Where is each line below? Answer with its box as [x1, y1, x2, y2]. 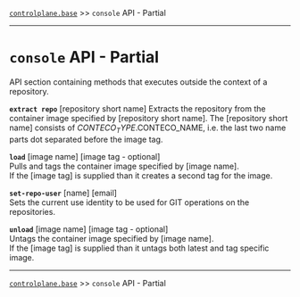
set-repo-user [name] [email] [9, 187, 118, 198]
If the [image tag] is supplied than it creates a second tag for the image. [9, 169, 273, 181]
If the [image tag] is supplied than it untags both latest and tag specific [9, 243, 270, 253]
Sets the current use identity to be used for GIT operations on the [9, 196, 250, 208]
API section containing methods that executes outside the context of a [9, 76, 268, 87]
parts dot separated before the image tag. [9, 134, 163, 144]
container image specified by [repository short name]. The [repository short [9, 112, 288, 123]
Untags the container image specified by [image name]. [9, 233, 214, 243]
